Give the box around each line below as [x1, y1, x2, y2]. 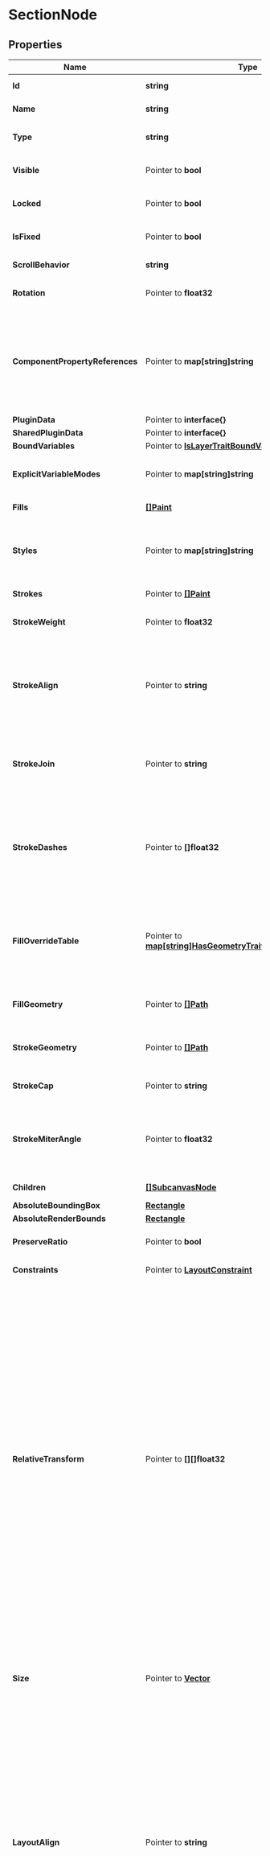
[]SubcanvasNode [145, 1182, 217, 1193]
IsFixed [12, 231, 41, 242]
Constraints [12, 1264, 59, 1275]
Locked [12, 198, 42, 208]
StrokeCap [12, 1080, 54, 1091]
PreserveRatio [12, 1236, 68, 1247]
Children [12, 1182, 47, 1193]
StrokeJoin [12, 758, 55, 769]
